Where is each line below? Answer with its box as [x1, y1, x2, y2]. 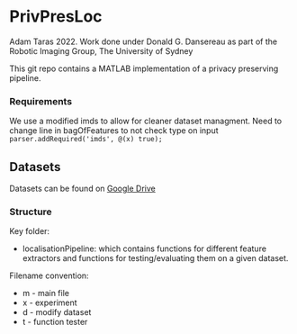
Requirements [9, 95, 73, 107]
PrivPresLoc [9, 6, 103, 27]
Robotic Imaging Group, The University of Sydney [9, 45, 193, 56]
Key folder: [9, 226, 50, 237]
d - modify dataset [22, 307, 92, 318]
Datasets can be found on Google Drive [9, 183, 156, 194]
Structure [9, 205, 52, 218]
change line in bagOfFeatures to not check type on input [9, 125, 219, 136]
